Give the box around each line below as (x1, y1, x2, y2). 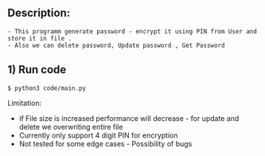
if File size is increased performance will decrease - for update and (18, 113, 240, 123)
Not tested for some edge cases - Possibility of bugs (18, 138, 193, 148)
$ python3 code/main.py (7, 84, 87, 92)
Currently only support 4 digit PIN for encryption (18, 131, 178, 140)
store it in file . (7, 34, 72, 42)
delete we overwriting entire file (18, 122, 123, 131)
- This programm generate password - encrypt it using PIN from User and (7, 27, 258, 35)
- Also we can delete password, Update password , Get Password (7, 41, 225, 49)
